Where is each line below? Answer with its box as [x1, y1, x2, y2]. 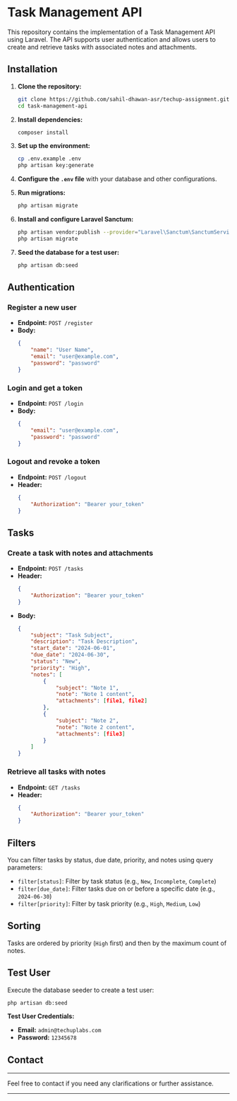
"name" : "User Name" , [30, 346, 94, 354]
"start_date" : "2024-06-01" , [30, 645, 116, 652]
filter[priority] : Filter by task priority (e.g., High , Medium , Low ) [17, 899, 201, 908]
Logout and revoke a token [7, 457, 100, 467]
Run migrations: [17, 188, 66, 197]
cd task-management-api [17, 102, 88, 110]
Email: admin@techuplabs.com [17, 1026, 102, 1034]
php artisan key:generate [17, 162, 94, 169]
